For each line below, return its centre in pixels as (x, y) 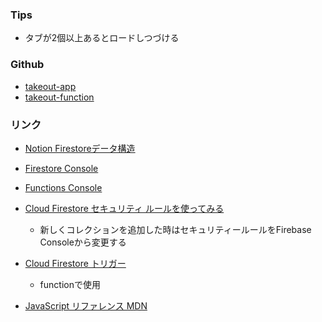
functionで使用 (70, 284)
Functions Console (63, 187)
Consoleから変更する (83, 242)
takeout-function (59, 97)
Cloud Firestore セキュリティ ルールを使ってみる (124, 208)
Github (27, 65)
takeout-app (50, 86)
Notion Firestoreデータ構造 (80, 148)
